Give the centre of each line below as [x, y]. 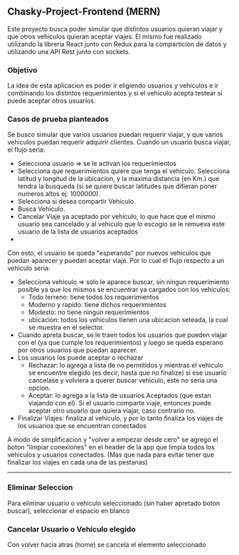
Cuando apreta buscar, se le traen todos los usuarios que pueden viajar [122, 335]
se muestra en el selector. [66, 328]
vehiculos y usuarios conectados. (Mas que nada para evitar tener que [111, 455]
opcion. [39, 388]
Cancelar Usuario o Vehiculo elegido [72, 529]
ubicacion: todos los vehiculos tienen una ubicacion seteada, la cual [128, 320]
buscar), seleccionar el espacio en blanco [69, 510]
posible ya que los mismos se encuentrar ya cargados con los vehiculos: [124, 290]
